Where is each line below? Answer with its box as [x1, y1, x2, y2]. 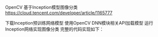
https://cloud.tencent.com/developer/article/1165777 [5, 10, 113, 16]
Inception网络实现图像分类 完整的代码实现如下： [5, 26, 104, 32]
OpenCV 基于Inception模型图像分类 [5, 4, 78, 10]
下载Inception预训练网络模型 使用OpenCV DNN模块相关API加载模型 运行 [5, 20, 154, 26]
